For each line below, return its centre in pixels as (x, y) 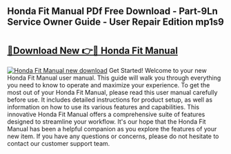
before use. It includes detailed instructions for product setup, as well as (110, 100)
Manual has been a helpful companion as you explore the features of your (112, 129)
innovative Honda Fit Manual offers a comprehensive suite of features (106, 114)
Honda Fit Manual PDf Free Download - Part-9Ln (113, 11)
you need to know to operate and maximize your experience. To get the (109, 85)
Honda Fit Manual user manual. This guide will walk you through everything (114, 78)
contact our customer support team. (59, 143)
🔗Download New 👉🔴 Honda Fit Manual (92, 51)
